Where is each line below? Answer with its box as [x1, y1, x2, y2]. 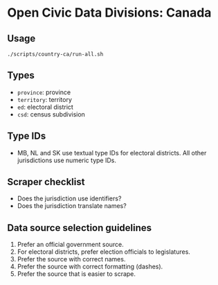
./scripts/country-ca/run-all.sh [7, 51, 104, 58]
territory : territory [17, 95, 73, 103]
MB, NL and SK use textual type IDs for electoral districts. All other [17, 148, 207, 157]
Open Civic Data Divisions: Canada [7, 5, 212, 21]
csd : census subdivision [17, 110, 85, 119]
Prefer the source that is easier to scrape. [17, 270, 136, 278]
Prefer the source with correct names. [17, 255, 126, 264]
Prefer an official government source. [17, 241, 125, 249]
